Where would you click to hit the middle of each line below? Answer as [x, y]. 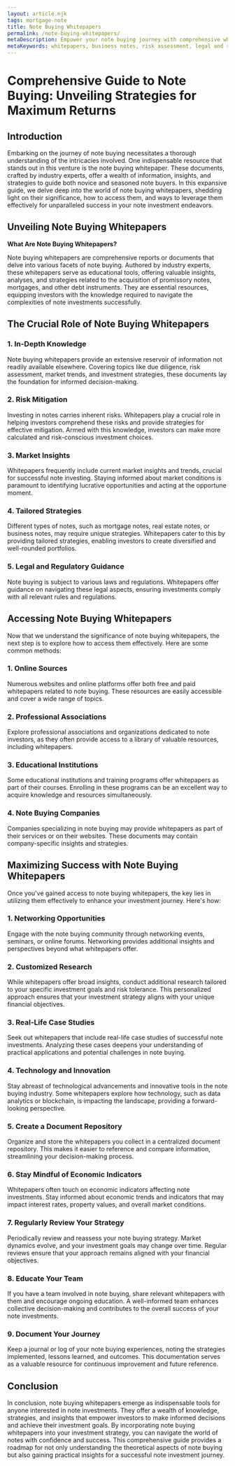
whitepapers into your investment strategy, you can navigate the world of [113, 1432]
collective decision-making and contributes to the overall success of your [113, 1308]
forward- [205, 1101]
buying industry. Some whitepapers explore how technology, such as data [114, 1093]
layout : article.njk [37, 14]
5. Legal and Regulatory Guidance [66, 567]
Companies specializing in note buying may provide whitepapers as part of [115, 828]
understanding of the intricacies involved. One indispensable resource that [115, 161]
